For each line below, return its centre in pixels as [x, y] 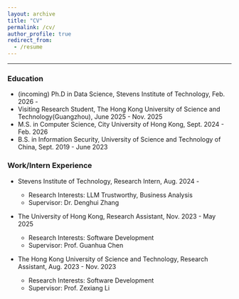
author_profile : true [39, 34]
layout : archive [31, 14]
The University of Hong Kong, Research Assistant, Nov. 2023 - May [117, 216]
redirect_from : [30, 41]
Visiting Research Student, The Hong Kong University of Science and [119, 109]
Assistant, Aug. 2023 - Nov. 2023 [67, 266]
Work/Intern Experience [50, 166]
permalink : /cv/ [31, 27]
